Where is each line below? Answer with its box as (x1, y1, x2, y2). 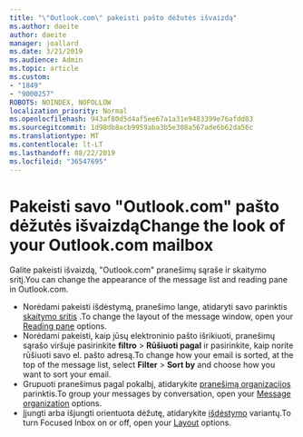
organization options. (22, 398, 103, 409)
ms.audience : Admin (9, 55, 83, 65)
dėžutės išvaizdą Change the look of (9, 215, 286, 236)
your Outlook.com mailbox (9, 234, 214, 255)
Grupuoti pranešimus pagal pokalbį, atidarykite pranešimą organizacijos (22, 379, 291, 390)
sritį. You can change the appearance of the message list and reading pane (9, 274, 288, 285)
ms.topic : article (9, 65, 79, 74)
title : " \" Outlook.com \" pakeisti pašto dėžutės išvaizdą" (9, 13, 238, 23)
